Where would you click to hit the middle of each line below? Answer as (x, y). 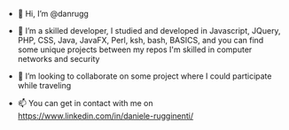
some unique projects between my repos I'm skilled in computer (135, 50)
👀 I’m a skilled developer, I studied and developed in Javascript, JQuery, (149, 31)
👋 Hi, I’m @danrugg (53, 14)
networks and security (59, 59)
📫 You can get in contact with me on (85, 103)
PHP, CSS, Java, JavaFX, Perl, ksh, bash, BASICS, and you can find (141, 40)
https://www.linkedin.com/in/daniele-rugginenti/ (105, 116)
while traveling (44, 85)
